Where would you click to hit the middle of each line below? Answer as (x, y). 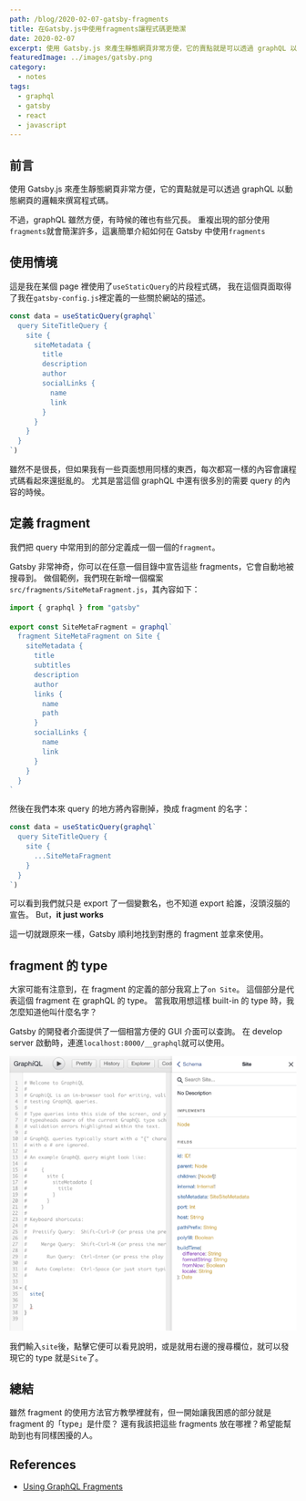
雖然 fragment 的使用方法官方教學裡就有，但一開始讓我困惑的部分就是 (141, 1413)
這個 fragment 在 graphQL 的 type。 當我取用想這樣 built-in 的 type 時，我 (155, 1001)
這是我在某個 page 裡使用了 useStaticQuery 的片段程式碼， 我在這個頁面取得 (151, 286)
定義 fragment (50, 524)
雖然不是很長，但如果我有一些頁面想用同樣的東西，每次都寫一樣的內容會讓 (149, 469)
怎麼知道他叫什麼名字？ (53, 1013)
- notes (32, 77)
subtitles (52, 665)
